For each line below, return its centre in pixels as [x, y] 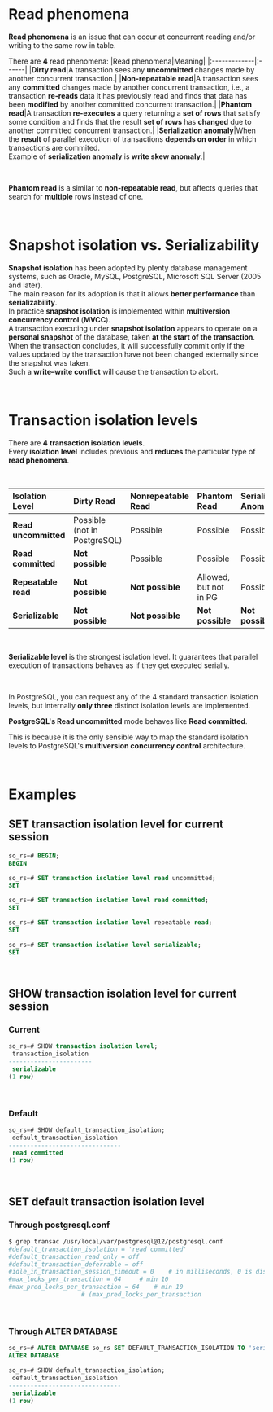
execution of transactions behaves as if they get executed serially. [119, 665]
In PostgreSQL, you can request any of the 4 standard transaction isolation [133, 696]
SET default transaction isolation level [106, 1202]
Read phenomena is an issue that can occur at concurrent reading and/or [132, 37]
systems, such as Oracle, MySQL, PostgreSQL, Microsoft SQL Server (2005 [135, 276]
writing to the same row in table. [62, 45]
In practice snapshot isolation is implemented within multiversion [119, 311]
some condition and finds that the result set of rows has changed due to [130, 121]
